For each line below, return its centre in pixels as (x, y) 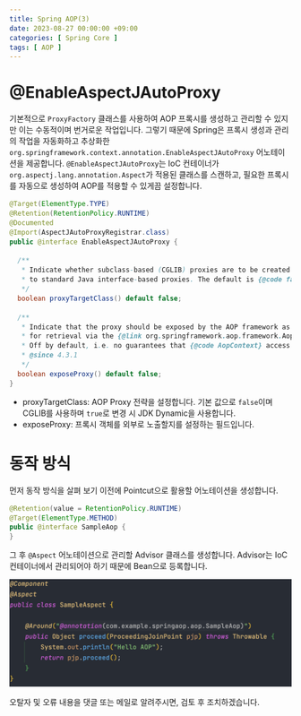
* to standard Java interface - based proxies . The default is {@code (151, 280)
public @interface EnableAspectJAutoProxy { (94, 242)
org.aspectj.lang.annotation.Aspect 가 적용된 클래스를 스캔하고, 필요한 (138, 175)
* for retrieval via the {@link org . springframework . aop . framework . (151, 336)
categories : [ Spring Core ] (64, 38)
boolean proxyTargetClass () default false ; (99, 298)
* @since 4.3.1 (49, 355)
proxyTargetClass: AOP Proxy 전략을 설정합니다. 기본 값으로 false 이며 (147, 401)
